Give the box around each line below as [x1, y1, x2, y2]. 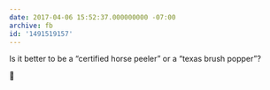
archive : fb [9, 21, 53, 30]
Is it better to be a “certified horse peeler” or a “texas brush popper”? [9, 54, 261, 64]
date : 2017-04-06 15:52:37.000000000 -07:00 [9, 12, 176, 22]
